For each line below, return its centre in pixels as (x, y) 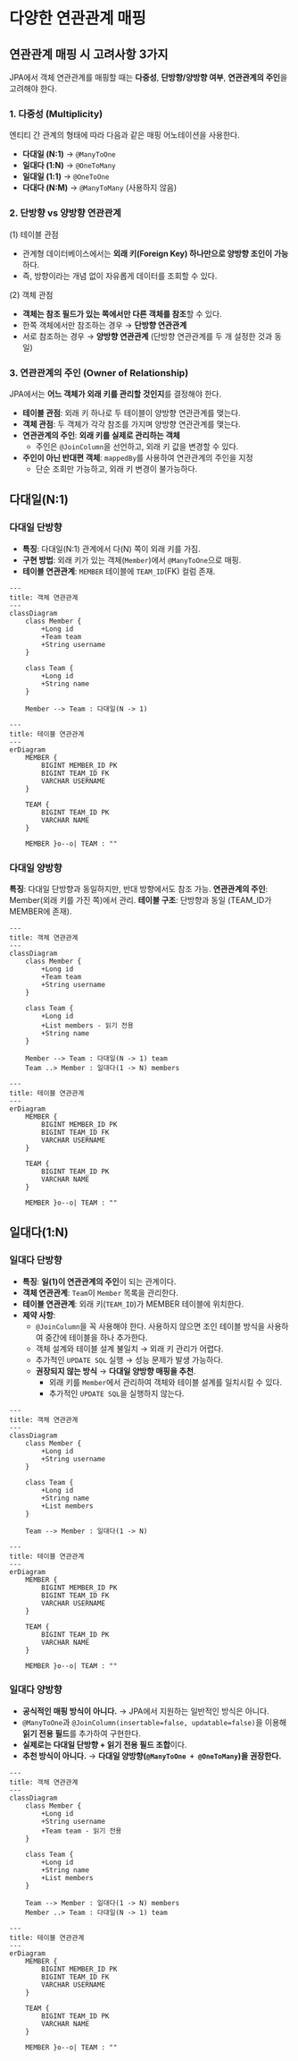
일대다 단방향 (36, 1260)
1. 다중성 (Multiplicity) (56, 114)
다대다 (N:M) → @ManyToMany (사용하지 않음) (99, 188)
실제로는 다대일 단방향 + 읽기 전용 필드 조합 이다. (104, 1744)
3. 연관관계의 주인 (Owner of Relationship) (99, 372)
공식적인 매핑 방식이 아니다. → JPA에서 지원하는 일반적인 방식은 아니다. (145, 1711)
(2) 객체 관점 (31, 294)
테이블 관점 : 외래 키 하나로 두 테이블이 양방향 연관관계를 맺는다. (131, 413)
